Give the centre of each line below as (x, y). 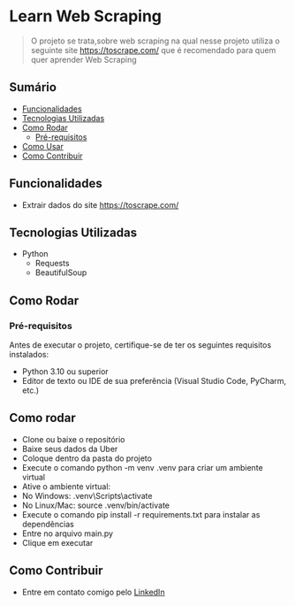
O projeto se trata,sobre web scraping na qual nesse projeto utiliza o (155, 41)
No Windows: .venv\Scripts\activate (87, 495)
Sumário (33, 87)
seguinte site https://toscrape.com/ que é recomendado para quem (153, 50)
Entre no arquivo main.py (67, 533)
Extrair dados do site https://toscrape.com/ (100, 204)
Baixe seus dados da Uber (70, 449)
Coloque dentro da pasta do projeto (87, 458)
